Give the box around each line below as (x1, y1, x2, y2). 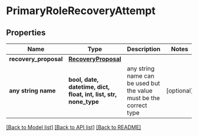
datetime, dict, (68, 83, 110, 91)
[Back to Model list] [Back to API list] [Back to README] (6, 124, 141, 131)
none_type (68, 98, 99, 105)
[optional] (166, 87, 193, 95)
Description (127, 45, 161, 53)
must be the (127, 94, 160, 102)
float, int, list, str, (68, 90, 117, 98)
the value (127, 87, 153, 95)
